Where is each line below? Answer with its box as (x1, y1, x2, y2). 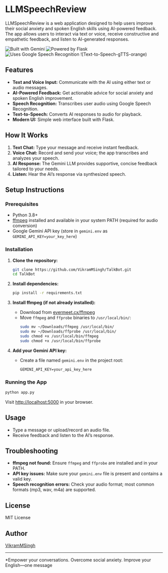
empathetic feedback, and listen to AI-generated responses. (5, 36, 129, 42)
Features (5, 66, 33, 74)
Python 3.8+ (12, 212, 38, 218)
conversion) (12, 222, 37, 229)
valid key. (12, 476, 32, 482)
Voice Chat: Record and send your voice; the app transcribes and (12, 150, 148, 156)
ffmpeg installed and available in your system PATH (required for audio (12, 217, 158, 223)
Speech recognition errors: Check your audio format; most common (12, 481, 154, 488)
